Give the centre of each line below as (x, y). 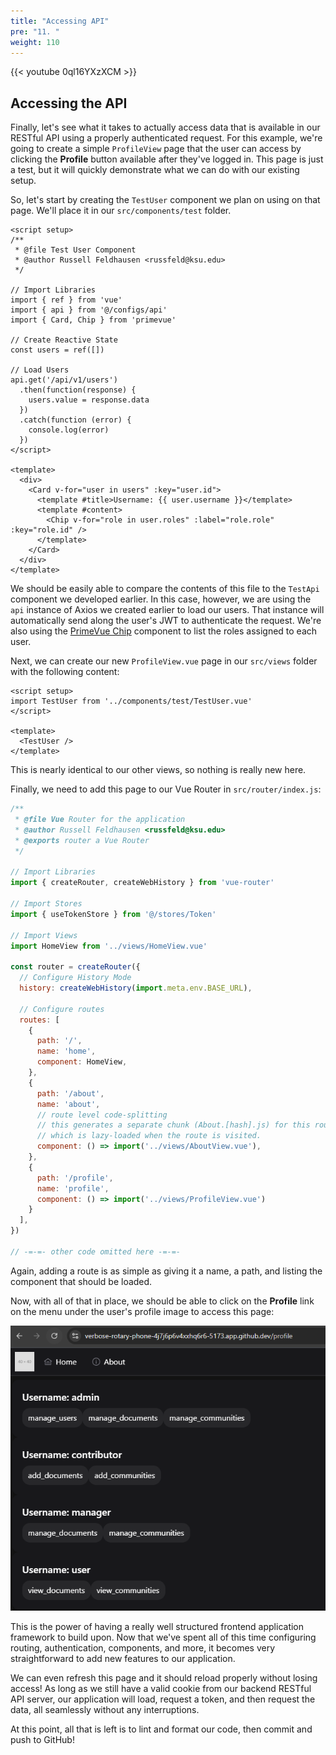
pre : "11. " (35, 31)
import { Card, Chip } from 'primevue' (93, 320)
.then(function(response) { (78, 390)
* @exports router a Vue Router (82, 840)
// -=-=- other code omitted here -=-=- (96, 1251)
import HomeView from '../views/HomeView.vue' (109, 946)
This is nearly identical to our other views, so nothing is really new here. (158, 770)
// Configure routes (62, 1009)
